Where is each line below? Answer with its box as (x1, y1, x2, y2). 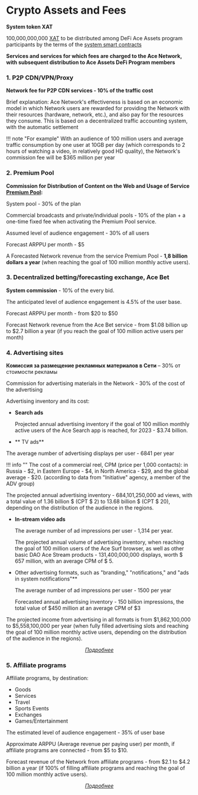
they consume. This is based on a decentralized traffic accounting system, (6, 117, 188, 124)
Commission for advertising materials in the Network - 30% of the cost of (6, 380, 185, 387)
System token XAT (6, 23, 53, 30)
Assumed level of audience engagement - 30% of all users (6, 229, 150, 236)
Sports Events (14, 705, 49, 712)
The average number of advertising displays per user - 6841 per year (6, 450, 174, 457)
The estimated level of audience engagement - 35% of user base (6, 729, 165, 736)
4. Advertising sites (6, 348, 64, 357)
